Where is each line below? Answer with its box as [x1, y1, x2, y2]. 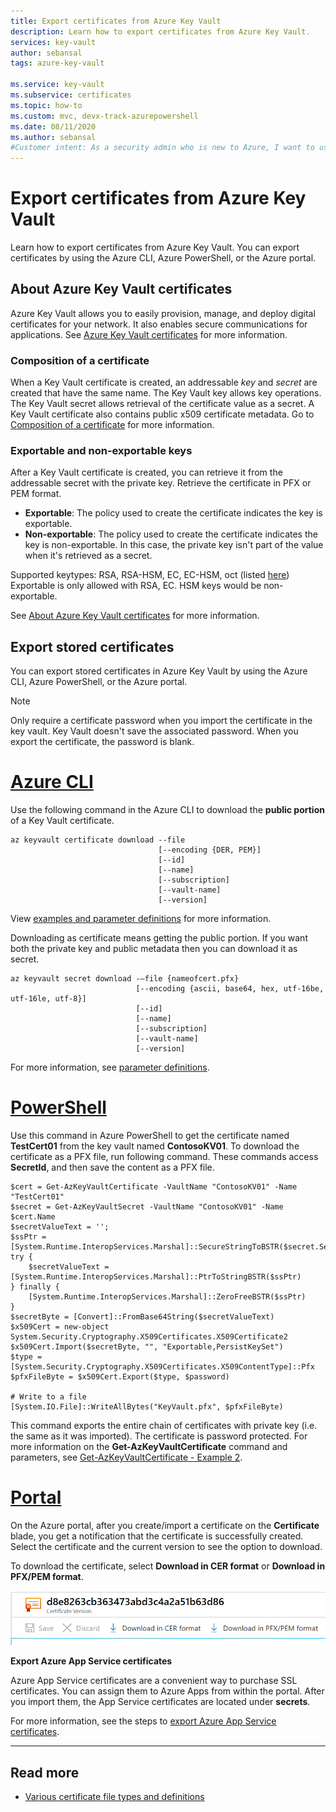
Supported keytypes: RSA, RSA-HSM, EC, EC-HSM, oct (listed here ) [10, 569, 290, 581]
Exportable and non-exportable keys [10, 444, 193, 458]
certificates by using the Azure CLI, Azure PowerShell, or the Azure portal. [10, 252, 317, 264]
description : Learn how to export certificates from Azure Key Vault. [10, 26, 311, 37]
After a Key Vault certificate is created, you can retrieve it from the [10, 466, 283, 479]
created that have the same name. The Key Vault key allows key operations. [10, 387, 322, 399]
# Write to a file [10, 1392, 87, 1402]
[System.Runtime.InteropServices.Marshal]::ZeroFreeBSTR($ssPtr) [28, 1292, 307, 1302]
